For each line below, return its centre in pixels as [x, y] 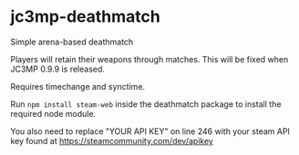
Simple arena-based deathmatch [72, 42]
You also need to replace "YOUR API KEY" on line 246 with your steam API [150, 131]
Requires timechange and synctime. [77, 86]
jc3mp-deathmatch [85, 17]
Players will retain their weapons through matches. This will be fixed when [149, 59]
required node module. [53, 113]
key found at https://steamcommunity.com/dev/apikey [112, 140]
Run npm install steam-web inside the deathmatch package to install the [146, 104]
